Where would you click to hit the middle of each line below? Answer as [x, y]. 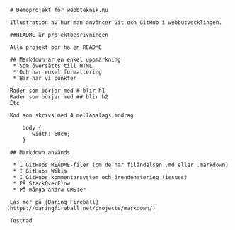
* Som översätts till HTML [53, 66]
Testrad [21, 221]
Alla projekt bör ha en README [56, 47]
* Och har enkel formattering [57, 72]
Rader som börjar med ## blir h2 [59, 97]
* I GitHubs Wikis [40, 171]
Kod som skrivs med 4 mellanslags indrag [71, 115]
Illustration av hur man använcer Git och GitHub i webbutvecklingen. [116, 23]
